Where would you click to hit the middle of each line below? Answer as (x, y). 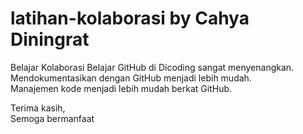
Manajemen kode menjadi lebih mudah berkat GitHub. (121, 88)
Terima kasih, (38, 108)
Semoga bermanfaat (52, 118)
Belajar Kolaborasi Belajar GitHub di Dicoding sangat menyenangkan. (152, 67)
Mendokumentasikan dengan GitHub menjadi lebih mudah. (131, 78)
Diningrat (50, 39)
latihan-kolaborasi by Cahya (130, 18)
